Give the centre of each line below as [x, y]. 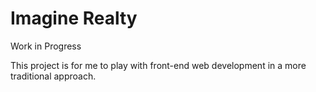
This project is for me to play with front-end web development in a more [158, 65]
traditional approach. [53, 76]
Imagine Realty [74, 18]
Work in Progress [46, 46]
